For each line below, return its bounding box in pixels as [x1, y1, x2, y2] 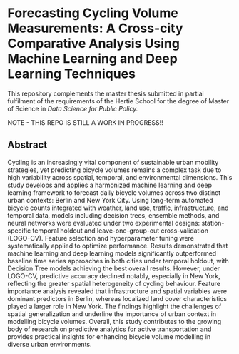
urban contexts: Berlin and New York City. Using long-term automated [7, 196, 213, 204]
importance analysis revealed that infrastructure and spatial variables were [7, 287, 227, 295]
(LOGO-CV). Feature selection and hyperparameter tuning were [7, 233, 195, 242]
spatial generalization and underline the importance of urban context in [7, 309, 217, 318]
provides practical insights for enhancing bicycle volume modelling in [7, 332, 211, 340]
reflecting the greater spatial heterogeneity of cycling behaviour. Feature [7, 279, 221, 288]
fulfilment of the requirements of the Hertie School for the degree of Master [7, 96, 230, 105]
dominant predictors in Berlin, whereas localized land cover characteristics [7, 294, 227, 303]
